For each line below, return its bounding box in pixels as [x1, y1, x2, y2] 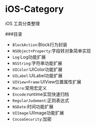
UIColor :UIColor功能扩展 [12, 66, 63, 72]
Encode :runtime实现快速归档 [12, 91, 69, 97]
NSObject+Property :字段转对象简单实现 [12, 48, 91, 54]
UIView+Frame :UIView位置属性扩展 [12, 78, 82, 85]
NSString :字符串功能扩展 [12, 60, 63, 66]
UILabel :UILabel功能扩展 [12, 72, 63, 78]
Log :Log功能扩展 [12, 54, 46, 60]
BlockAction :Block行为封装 [12, 41, 68, 48]
